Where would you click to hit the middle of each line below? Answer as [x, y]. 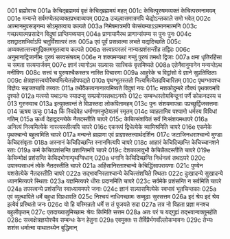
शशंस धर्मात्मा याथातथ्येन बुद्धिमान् [42, 228]
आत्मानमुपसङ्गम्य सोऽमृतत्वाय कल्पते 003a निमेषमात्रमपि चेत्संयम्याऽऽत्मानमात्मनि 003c [102, 26]
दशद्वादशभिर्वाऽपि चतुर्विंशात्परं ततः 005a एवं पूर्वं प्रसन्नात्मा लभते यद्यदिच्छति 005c [94, 42]
